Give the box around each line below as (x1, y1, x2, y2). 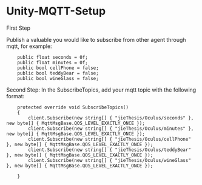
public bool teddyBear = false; (17, 70, 99, 76)
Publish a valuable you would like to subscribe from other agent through (6, 36, 186, 43)
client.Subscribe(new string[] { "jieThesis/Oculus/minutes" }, (28, 126, 194, 132)
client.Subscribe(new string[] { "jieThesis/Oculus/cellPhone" (28, 136, 191, 142)
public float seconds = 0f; (17, 54, 88, 60)
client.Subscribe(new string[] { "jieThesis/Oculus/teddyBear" (28, 147, 191, 153)
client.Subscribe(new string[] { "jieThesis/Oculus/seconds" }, (28, 115, 194, 121)
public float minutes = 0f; (17, 59, 88, 66)
